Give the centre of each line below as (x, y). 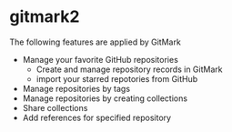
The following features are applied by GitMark (96, 42)
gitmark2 (45, 17)
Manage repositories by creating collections (105, 98)
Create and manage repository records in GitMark (129, 69)
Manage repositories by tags (76, 88)
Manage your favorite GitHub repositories (101, 59)
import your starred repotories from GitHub (117, 78)
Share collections (55, 107)
